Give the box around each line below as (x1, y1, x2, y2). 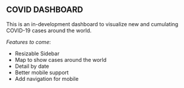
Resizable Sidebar (14, 50, 60, 57)
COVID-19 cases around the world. (6, 27, 92, 34)
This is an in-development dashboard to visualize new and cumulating (6, 20, 179, 27)
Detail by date (14, 62, 50, 70)
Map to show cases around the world (14, 56, 107, 63)
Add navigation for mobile (14, 75, 79, 82)
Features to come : (6, 38, 51, 45)
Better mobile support (14, 68, 69, 76)
